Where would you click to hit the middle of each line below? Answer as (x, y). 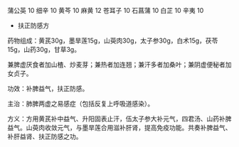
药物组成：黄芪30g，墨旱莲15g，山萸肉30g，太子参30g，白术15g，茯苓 (113, 40)
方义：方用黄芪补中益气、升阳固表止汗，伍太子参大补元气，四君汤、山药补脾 (119, 119)
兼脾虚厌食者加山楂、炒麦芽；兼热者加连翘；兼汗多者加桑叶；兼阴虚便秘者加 (119, 65)
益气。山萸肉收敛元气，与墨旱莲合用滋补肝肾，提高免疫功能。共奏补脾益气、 (119, 127)
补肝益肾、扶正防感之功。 (45, 136)
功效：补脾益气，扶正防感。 (48, 88)
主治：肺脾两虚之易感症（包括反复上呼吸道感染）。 (81, 104)
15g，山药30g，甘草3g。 (44, 49)
